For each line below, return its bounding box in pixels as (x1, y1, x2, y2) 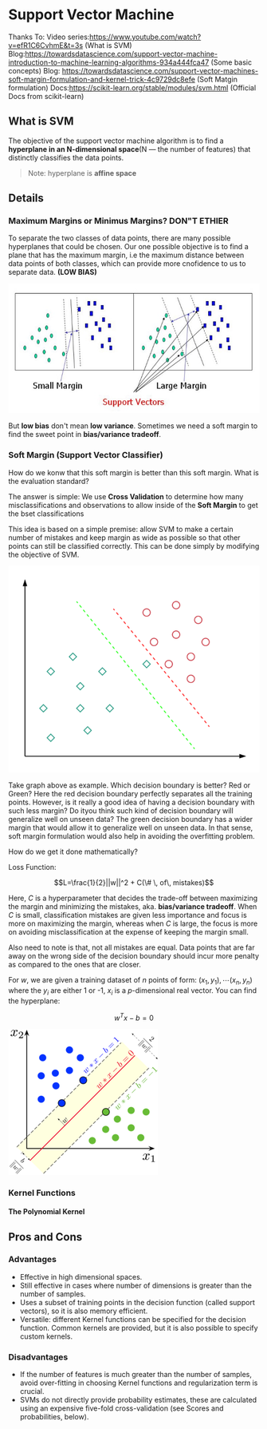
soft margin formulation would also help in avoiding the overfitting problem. (8, 832, 255, 841)
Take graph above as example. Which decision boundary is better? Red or (8, 780, 251, 790)
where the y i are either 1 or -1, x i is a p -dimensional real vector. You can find (8, 986, 257, 997)
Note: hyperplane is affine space (27, 168, 137, 177)
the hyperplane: (8, 996, 61, 1006)
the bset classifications (8, 509, 84, 518)
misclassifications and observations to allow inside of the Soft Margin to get (8, 500, 258, 510)
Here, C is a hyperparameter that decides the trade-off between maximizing (8, 893, 258, 903)
